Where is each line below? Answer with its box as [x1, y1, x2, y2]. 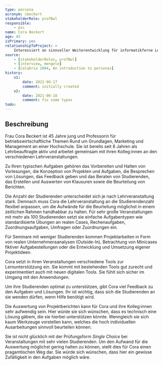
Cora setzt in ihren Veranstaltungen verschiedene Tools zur [5, 258, 124, 264]
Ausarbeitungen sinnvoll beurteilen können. [5, 324, 92, 330]
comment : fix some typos [22, 98, 73, 103]
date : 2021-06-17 [22, 79, 57, 84]
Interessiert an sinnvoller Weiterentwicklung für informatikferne [14, 48, 153, 53]
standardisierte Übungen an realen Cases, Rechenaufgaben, [5, 219, 126, 225]
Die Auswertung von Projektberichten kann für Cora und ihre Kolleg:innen [5, 303, 152, 309]
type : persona [5, 7, 34, 12]
